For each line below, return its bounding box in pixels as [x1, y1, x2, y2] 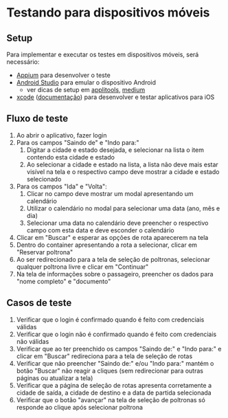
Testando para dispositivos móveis [6, 5, 210, 21]
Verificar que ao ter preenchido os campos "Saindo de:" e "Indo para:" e [16, 344, 222, 353]
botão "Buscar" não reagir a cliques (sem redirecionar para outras [16, 366, 204, 375]
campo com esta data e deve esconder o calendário [26, 225, 174, 234]
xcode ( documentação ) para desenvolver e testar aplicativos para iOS [16, 93, 215, 101]
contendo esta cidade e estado [26, 153, 115, 161]
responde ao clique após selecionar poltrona [16, 403, 144, 411]
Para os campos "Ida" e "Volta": [16, 182, 107, 190]
